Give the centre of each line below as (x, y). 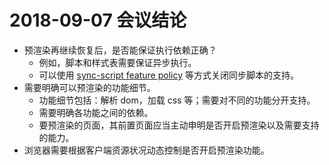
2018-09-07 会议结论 (98, 20)
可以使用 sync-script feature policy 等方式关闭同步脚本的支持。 (168, 75)
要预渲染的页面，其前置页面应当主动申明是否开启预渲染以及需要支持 (179, 125)
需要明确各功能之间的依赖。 (96, 112)
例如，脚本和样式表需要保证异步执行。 (117, 62)
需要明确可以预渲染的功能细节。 (89, 87)
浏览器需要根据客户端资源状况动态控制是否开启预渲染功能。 (146, 150)
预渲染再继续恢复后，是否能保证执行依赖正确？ (120, 50)
